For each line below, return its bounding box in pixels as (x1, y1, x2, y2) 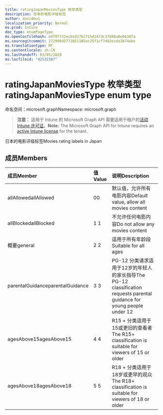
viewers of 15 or (112, 349, 149, 356)
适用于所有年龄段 (112, 236, 151, 243)
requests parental (112, 290, 152, 297)
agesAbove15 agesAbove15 (7, 336, 72, 342)
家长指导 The (116, 272, 146, 278)
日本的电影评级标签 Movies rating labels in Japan (5, 138, 102, 144)
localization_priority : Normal (5, 20, 68, 26)
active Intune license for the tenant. (16, 128, 88, 134)
